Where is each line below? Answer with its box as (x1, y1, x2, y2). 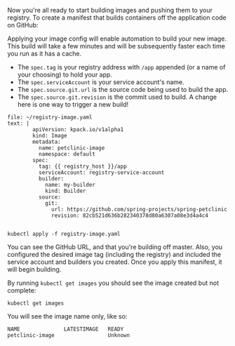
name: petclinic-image (38, 145, 105, 152)
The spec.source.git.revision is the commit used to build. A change (17, 93, 217, 101)
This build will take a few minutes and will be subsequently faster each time (7, 42, 226, 50)
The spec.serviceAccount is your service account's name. (17, 78, 184, 86)
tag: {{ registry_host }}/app (38, 163, 128, 170)
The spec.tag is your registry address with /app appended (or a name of (17, 63, 226, 71)
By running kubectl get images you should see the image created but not (7, 279, 220, 287)
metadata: (32, 138, 61, 145)
